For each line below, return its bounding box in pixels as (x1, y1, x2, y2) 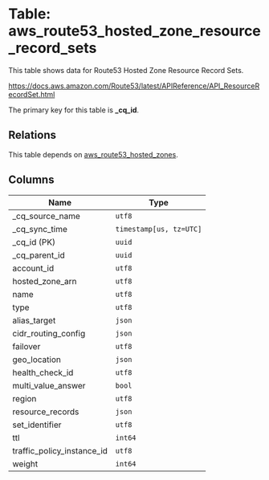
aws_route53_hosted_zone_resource (8, 22, 261, 40)
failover (12, 340, 41, 352)
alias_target (12, 315, 56, 326)
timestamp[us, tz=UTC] (115, 224, 202, 234)
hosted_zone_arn (12, 275, 77, 287)
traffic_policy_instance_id (12, 445, 108, 456)
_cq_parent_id (12, 250, 66, 261)
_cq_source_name (12, 210, 80, 222)
